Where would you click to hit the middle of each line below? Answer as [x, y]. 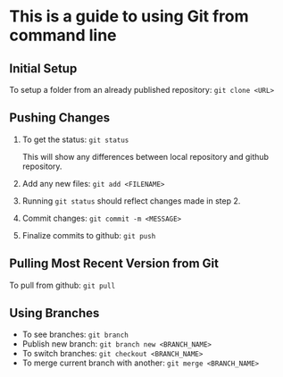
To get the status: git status [75, 139]
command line [63, 35]
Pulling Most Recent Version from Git [114, 264]
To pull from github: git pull [62, 285]
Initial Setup [43, 68]
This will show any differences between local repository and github [146, 156]
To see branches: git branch [75, 335]
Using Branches [54, 313]
